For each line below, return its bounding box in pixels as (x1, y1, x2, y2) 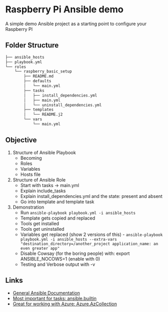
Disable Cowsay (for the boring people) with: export (20, 250, 130, 256)
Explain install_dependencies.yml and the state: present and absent (20, 193, 163, 199)
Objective (5, 136, 37, 144)
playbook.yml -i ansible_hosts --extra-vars (20, 236, 117, 242)
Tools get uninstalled (20, 226, 65, 232)
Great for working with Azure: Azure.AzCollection (12, 301, 117, 307)
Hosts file (20, 171, 41, 177)
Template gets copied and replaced (20, 215, 96, 221)
